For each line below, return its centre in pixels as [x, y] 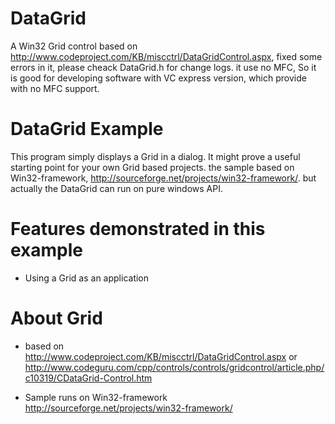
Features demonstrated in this [138, 229]
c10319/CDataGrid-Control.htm [88, 378]
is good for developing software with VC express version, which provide [158, 78]
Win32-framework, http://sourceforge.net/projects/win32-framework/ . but [163, 178]
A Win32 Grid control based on [74, 46]
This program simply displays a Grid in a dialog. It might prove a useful [155, 156]
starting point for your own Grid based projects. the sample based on [152, 167]
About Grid [56, 318]
